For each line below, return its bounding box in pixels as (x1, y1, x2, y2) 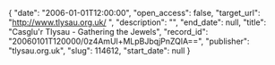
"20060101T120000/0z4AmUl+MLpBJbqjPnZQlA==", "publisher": (8, 36, 250, 46)
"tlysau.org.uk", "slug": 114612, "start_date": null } (8, 45, 191, 56)
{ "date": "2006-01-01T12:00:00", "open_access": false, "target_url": (8, 8, 261, 18)
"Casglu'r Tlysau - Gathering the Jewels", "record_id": (8, 27, 209, 37)
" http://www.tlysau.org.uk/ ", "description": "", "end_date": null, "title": (8, 17, 266, 28)
